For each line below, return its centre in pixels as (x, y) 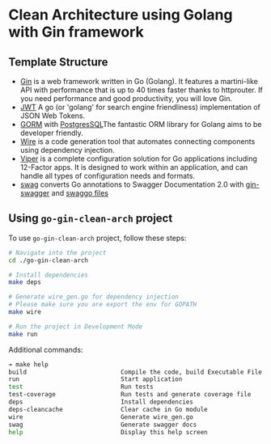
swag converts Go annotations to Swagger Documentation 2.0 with (132, 184)
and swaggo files (80, 193)
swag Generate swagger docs (103, 425)
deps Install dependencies (101, 402)
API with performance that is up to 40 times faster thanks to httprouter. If (141, 90)
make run (23, 334)
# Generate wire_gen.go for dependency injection (94, 297)
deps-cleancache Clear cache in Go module (108, 409)
